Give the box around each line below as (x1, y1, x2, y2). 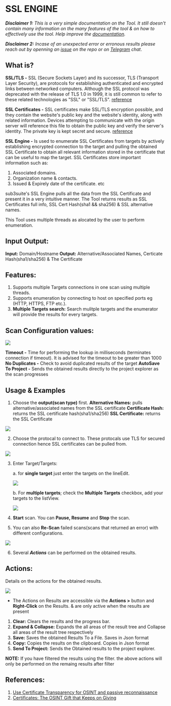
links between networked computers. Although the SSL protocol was (5, 85, 150, 92)
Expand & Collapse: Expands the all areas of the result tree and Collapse (12, 624, 166, 630)
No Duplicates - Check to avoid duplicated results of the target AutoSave (5, 360, 160, 366)
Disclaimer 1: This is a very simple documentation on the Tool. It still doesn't (5, 20, 166, 26)
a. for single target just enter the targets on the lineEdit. (12, 470, 130, 476)
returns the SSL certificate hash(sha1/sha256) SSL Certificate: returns (12, 410, 161, 416)
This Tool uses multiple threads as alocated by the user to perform (5, 216, 145, 223)
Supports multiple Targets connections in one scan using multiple (12, 284, 150, 291)
